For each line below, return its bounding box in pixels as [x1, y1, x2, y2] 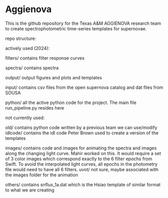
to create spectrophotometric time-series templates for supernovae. [5, 25, 147, 31]
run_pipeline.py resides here [5, 105, 65, 111]
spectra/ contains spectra [5, 65, 59, 71]
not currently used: [5, 115, 45, 121]
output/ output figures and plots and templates [5, 74, 102, 80]
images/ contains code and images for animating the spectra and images [5, 145, 157, 151]
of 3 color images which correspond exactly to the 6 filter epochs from [5, 156, 152, 162]
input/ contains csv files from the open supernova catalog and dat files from [5, 84, 163, 90]
